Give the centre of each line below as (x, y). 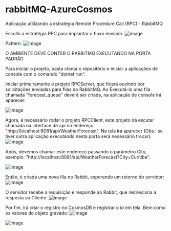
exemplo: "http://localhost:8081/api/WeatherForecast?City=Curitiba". (78, 157)
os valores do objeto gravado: (37, 213)
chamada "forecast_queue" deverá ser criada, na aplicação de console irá (83, 95)
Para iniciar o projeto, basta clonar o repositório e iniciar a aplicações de (82, 68)
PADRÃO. (15, 59)
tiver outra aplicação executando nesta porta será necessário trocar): (79, 136)
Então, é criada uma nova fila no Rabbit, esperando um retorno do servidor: (85, 177)
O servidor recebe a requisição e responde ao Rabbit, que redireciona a (81, 192)
